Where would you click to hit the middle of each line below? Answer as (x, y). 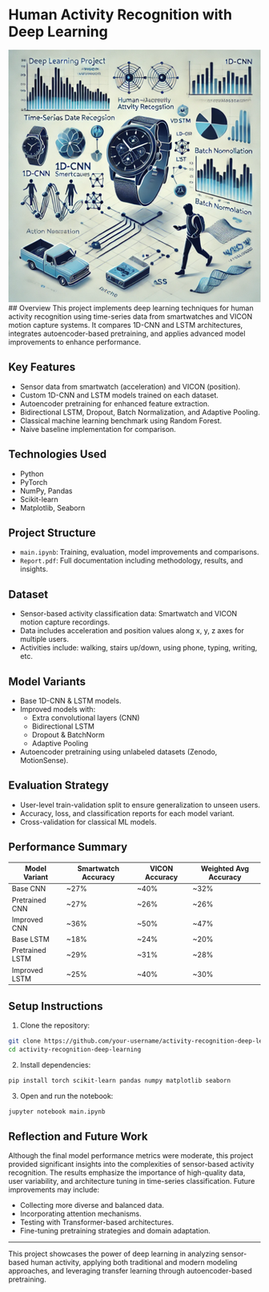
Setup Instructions (56, 1006)
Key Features (42, 367)
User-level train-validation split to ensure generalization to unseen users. (140, 805)
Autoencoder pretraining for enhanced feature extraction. (114, 403)
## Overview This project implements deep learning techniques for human (131, 308)
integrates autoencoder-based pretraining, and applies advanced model (127, 333)
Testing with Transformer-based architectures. (97, 1222)
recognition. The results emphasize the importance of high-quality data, (127, 1173)
